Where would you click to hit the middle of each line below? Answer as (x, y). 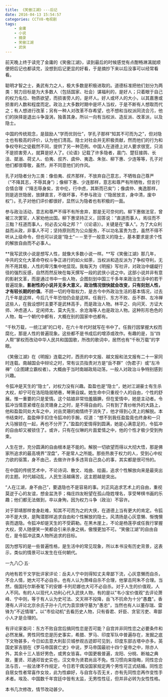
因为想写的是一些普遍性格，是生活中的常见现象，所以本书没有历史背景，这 (82, 546)
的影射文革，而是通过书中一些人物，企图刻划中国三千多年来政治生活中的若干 (84, 279)
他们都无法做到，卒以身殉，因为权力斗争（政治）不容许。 (73, 500)
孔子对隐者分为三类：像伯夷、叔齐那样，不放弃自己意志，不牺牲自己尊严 (79, 176)
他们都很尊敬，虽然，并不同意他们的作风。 (49, 165)
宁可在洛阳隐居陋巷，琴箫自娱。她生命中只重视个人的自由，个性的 (90, 392)
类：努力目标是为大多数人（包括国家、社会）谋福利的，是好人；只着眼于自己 (84, 91)
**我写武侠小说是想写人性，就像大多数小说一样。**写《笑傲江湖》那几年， (82, 254)
